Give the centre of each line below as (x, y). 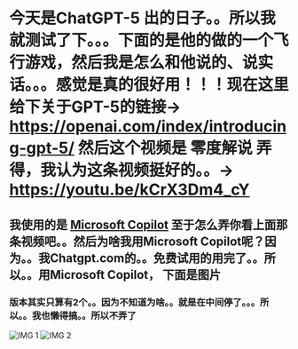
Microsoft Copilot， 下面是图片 (136, 275)
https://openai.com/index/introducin (148, 127)
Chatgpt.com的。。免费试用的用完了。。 (157, 258)
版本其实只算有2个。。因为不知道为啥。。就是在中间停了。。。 (134, 302)
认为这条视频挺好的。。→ (145, 171)
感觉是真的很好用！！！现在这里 (173, 85)
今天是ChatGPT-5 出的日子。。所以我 (143, 18)
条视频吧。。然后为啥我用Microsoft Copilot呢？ (137, 241)
